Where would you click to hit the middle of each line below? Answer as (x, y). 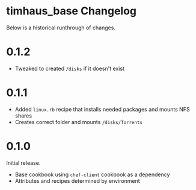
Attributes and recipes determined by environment (77, 180)
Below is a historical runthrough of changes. (61, 28)
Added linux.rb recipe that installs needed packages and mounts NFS (103, 109)
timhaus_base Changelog (72, 11)
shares (23, 116)
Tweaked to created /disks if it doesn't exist (70, 68)
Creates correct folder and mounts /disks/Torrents (79, 122)
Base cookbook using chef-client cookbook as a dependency (92, 174)
